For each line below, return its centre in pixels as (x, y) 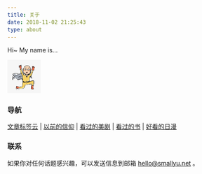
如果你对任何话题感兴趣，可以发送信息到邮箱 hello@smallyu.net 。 (103, 163)
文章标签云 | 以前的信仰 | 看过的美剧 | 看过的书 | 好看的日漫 (92, 126)
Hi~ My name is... (33, 50)
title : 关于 (23, 15)
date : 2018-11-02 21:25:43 (47, 22)
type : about (25, 29)
